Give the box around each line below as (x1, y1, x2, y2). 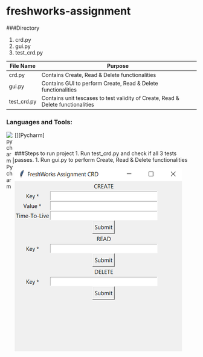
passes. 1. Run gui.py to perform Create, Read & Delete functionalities (14, 156, 188, 163)
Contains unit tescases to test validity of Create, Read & (41, 95, 179, 102)
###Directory (6, 24, 40, 32)
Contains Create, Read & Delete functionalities (41, 71, 156, 78)
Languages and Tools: (6, 118, 72, 126)
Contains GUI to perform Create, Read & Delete (41, 79, 158, 87)
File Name (10, 62, 36, 70)
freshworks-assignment (6, 4, 131, 18)
